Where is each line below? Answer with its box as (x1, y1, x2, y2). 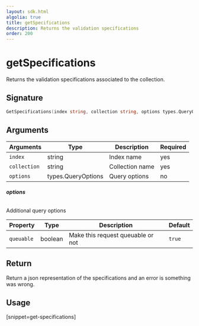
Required (160, 143, 187, 151)
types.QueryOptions (47, 172, 104, 180)
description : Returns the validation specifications (6, 25, 139, 31)
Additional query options (6, 207, 66, 214)
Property (9, 220, 35, 229)
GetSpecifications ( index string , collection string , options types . (6, 108, 179, 114)
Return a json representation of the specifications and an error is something (6, 274, 191, 282)
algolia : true (6, 14, 41, 20)
